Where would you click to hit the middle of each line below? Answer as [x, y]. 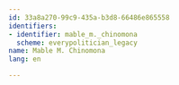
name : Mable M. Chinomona [57, 51]
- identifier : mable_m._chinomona [73, 34]
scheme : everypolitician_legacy [77, 42]
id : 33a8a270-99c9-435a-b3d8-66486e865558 [89, 17]
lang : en [25, 59]
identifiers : [33, 26]
